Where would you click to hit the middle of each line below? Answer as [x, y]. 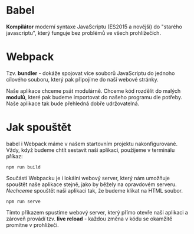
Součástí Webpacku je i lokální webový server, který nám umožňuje [88, 178]
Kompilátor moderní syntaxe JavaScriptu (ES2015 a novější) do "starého [94, 27]
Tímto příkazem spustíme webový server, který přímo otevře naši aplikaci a [97, 212]
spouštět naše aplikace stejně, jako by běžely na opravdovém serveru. [91, 184]
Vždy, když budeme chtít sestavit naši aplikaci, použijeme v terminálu [91, 150]
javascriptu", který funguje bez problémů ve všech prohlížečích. [83, 32]
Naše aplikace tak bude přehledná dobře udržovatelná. [73, 103]
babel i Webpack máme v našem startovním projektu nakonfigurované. [92, 144]
